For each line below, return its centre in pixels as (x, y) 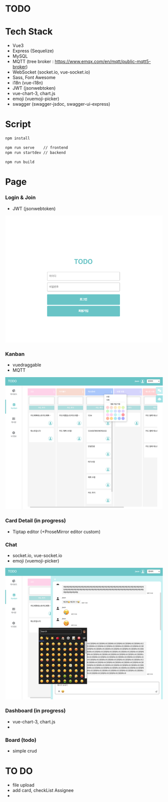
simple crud (25, 751)
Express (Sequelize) (33, 51)
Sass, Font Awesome (34, 78)
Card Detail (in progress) (36, 520)
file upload (23, 785)
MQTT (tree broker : (33, 62)
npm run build (20, 162)
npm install (17, 138)
